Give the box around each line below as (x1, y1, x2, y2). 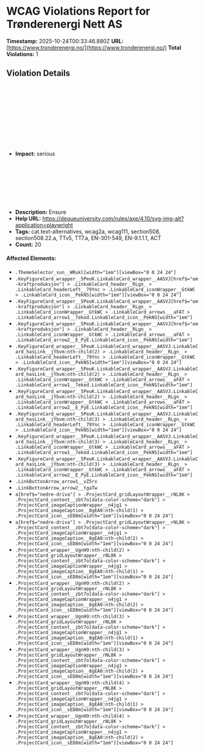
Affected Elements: (6, 255, 57, 262)
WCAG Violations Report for (6, 4, 150, 18)
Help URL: (15, 215, 41, 222)
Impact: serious (15, 150, 55, 157)
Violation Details (6, 68, 71, 79)
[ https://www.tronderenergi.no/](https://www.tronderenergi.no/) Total (6, 44, 181, 51)
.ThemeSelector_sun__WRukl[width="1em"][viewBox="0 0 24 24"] (15, 269, 177, 275)
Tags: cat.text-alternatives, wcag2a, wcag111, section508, (15, 228, 161, 235)
